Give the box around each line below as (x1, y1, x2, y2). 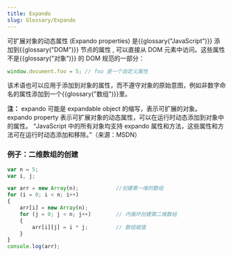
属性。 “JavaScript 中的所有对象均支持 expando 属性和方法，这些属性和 (12, 122, 218, 131)
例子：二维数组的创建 (7, 150, 78, 160)
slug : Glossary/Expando (7, 17, 76, 24)
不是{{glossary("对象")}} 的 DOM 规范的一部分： (7, 53, 145, 63)
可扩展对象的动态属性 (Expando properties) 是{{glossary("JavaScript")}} (7, 36, 213, 45)
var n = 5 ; (7, 166, 39, 173)
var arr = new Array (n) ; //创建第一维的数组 (7, 185, 164, 192)
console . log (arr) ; (7, 243, 60, 250)
